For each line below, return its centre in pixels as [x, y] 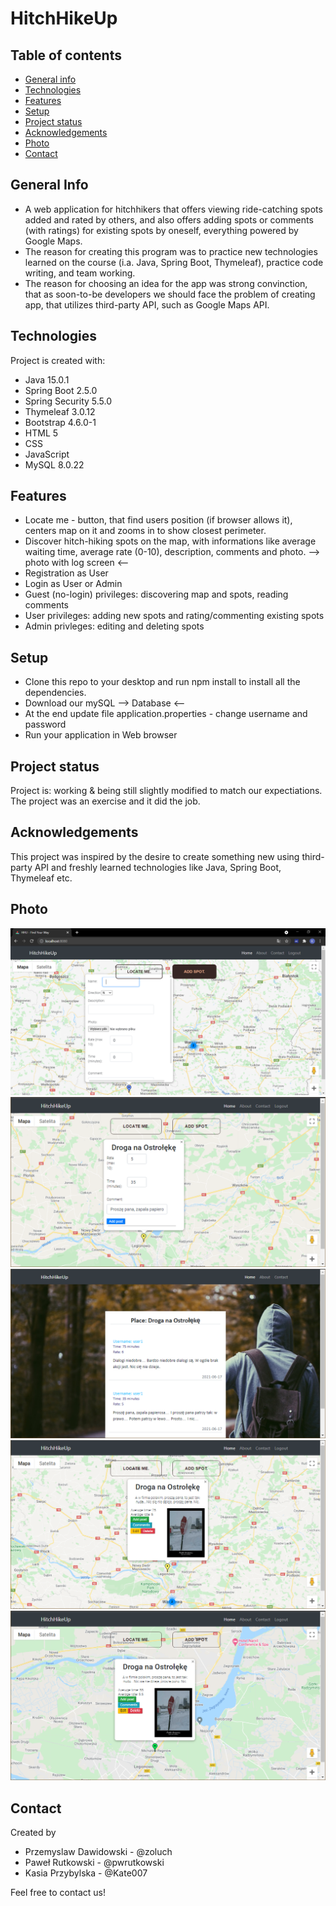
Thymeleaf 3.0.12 [60, 411]
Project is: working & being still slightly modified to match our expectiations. [166, 791]
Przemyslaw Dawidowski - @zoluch [98, 1852]
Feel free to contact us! [58, 1893]
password [45, 724]
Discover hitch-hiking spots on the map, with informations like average [170, 541]
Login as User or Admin [73, 584]
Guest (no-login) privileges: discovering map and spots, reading [156, 594]
